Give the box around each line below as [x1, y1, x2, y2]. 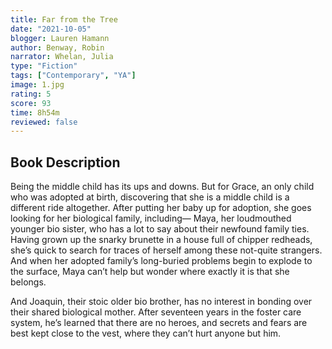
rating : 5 [10, 89, 52, 99]
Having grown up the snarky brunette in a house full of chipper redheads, [10, 234, 313, 246]
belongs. [10, 276, 47, 288]
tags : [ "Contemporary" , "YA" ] [10, 71, 137, 81]
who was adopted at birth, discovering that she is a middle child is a [10, 191, 290, 203]
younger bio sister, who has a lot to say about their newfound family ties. [10, 223, 310, 235]
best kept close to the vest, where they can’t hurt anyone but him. [10, 327, 282, 340]
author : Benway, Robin [10, 42, 105, 53]
